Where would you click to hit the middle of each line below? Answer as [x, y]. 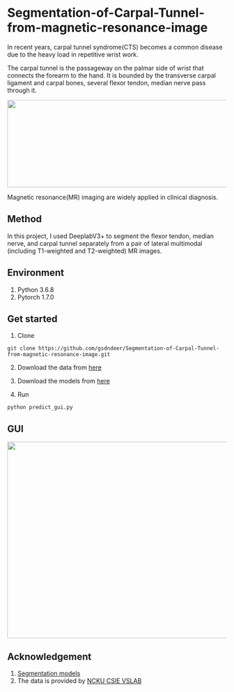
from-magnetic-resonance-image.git [59, 355]
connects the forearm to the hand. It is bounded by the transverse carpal [111, 75]
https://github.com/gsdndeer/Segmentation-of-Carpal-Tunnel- [128, 348]
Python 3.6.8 [36, 289]
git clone [22, 348]
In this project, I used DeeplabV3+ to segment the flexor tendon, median [111, 236]
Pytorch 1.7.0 [36, 297]
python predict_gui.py [40, 407]
